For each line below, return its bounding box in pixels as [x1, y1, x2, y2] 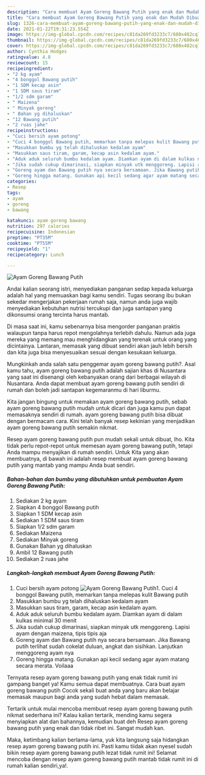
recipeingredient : [7, 65, 54, 72]
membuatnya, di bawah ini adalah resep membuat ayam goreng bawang [7, 455, 188, 463]
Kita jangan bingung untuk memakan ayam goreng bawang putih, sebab [7, 398, 187, 405]
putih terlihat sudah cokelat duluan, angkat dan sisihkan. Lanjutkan [15, 642, 183, 650]
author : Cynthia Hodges [7, 49, 68, 55]
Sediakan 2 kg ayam [15, 497, 67, 505]
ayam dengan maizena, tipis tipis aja [15, 630, 107, 637]
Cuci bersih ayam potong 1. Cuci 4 [15, 585, 178, 592]
